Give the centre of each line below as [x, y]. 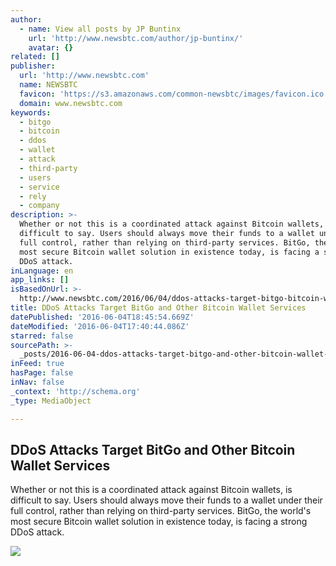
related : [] [35, 57]
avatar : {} [51, 47]
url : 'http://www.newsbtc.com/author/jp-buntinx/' [136, 38]
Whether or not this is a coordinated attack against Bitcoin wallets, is [151, 490]
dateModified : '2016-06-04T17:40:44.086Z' [100, 326]
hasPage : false [42, 373]
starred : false [42, 336]
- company [39, 206]
